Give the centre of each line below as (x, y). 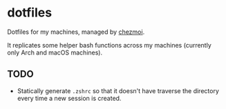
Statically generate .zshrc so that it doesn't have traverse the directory (118, 90)
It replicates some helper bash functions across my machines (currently (110, 45)
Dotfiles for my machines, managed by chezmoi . (76, 32)
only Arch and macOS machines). (55, 52)
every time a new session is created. (69, 98)
